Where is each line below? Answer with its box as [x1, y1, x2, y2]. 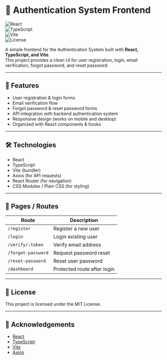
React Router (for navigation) [12, 178, 72, 184]
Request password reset [53, 249, 110, 256]
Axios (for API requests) [12, 172, 62, 178]
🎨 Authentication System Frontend [5, 4, 151, 16]
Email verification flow [12, 100, 58, 106]
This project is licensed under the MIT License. [5, 301, 101, 307]
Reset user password [53, 257, 103, 264]
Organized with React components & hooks [12, 121, 101, 127]
